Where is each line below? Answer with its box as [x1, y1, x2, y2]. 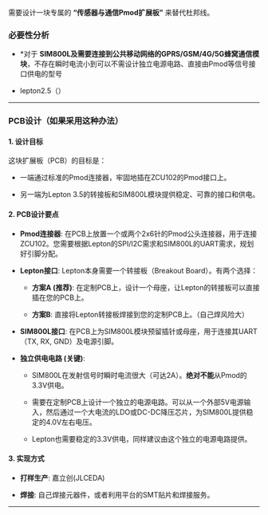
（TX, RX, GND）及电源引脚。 [19, 336, 118, 346]
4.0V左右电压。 [45, 417, 97, 427]
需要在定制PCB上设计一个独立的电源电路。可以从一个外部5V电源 [31, 397, 244, 407]
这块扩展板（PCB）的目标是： [8, 155, 107, 166]
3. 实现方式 [8, 454, 45, 463]
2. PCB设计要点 [8, 210, 60, 219]
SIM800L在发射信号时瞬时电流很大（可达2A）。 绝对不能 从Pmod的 [31, 370, 247, 379]
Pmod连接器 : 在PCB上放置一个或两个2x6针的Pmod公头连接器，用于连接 [19, 229, 258, 238]
